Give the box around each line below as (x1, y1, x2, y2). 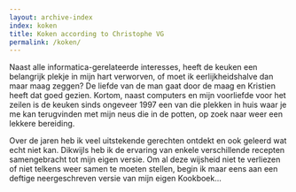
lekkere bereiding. (9, 119, 75, 129)
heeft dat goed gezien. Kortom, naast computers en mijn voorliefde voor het (9, 90, 286, 101)
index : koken (9, 21, 58, 30)
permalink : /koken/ (9, 37, 82, 47)
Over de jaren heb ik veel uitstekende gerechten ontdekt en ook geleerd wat (9, 135, 287, 146)
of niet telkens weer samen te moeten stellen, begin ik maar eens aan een (9, 164, 278, 174)
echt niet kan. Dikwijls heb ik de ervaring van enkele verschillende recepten (9, 145, 285, 156)
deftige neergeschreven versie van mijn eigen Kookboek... (9, 173, 222, 184)
